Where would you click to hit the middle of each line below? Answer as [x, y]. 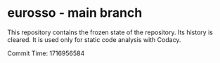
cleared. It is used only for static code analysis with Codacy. [94, 39]
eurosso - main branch [75, 13]
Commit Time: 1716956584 [46, 53]
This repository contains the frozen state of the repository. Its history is [110, 32]
